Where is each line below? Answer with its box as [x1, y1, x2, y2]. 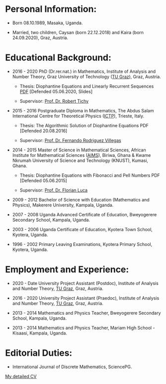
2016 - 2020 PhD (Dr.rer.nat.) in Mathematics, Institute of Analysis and [12, 68, 156, 74]
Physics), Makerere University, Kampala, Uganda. [12, 202, 114, 208]
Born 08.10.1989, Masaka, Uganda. [12, 20, 83, 26]
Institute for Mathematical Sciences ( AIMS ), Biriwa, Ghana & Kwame [12, 152, 151, 158]
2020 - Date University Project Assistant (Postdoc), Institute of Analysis [12, 280, 159, 286]
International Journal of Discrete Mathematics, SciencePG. [12, 364, 132, 370]
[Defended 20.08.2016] [19, 128, 68, 134]
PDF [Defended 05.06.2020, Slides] [19, 88, 93, 95]
